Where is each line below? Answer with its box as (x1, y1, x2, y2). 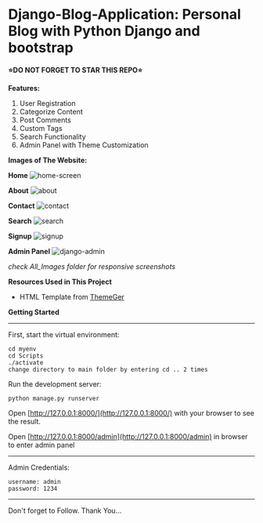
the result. (8, 416, 41, 426)
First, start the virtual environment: (8, 329, 120, 339)
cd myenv (8, 345, 37, 353)
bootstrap (8, 39, 74, 56)
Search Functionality (19, 132, 86, 141)
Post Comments (19, 115, 72, 125)
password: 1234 (8, 485, 58, 492)
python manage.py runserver (8, 394, 100, 402)
